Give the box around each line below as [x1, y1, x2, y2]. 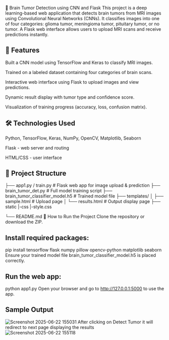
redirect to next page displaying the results [5, 324, 94, 330]
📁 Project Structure [5, 169, 67, 178]
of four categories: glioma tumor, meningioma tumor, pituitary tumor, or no [5, 21, 160, 27]
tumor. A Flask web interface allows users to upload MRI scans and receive [5, 26, 161, 32]
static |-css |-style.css [5, 204, 52, 210]
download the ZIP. [5, 219, 43, 225]
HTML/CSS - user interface [5, 154, 62, 161]
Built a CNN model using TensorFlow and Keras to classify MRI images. [5, 59, 153, 65]
